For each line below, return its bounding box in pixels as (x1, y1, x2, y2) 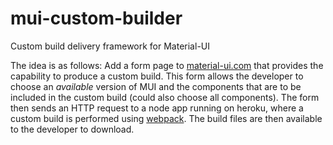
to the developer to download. (10, 123, 135, 135)
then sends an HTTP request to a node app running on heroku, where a (10, 102, 304, 114)
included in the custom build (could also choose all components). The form (10, 91, 320, 103)
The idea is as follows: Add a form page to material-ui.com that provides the (10, 59, 324, 71)
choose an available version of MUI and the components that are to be (10, 80, 302, 92)
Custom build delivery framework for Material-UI (10, 40, 210, 52)
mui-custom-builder (10, 7, 183, 30)
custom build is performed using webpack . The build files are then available (10, 112, 323, 124)
